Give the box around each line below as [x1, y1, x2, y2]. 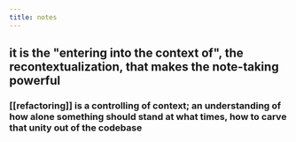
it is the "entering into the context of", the [9, 46, 244, 61]
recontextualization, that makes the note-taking [9, 59, 279, 75]
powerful [9, 73, 60, 88]
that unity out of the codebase [9, 121, 143, 133]
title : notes [9, 12, 58, 22]
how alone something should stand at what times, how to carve [9, 110, 287, 123]
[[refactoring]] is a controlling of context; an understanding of [9, 99, 282, 111]
